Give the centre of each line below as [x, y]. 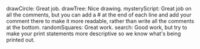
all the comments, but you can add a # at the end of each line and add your [99, 15]
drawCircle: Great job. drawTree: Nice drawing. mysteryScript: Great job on [99, 9]
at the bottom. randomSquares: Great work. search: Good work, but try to [97, 27]
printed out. [21, 40]
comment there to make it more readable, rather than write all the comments [100, 21]
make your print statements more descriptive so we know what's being [94, 34]
